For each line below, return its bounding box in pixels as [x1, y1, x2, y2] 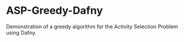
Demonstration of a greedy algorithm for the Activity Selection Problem [6, 23, 178, 30]
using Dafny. [6, 29, 37, 36]
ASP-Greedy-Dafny [6, 4, 103, 17]
